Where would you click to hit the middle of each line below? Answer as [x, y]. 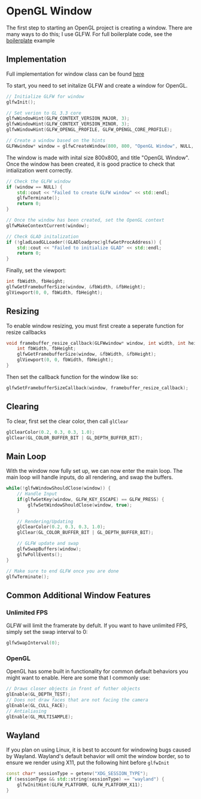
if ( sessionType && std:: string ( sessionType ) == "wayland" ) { [85, 779]
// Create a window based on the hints [56, 141]
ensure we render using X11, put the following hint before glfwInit [88, 763]
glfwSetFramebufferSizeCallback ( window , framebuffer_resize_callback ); [97, 388]
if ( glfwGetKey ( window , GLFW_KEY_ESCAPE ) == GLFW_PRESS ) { [91, 499]
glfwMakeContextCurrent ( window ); [48, 226]
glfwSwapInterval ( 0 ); [33, 643]
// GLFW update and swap [48, 544]
